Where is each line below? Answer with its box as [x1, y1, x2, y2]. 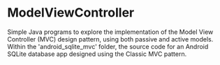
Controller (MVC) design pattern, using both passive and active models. [7, 35, 214, 43]
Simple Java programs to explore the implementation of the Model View [7, 28, 214, 36]
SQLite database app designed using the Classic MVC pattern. [7, 50, 187, 58]
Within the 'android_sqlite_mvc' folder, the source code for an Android [7, 42, 209, 50]
